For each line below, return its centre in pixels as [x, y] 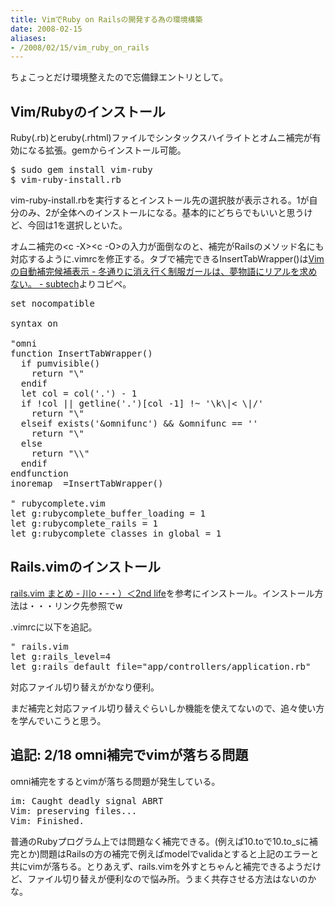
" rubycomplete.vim [58, 504]
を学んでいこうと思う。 [58, 720]
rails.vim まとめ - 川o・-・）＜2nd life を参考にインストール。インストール [162, 593]
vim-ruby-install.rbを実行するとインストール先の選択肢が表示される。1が [160, 200]
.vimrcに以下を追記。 [54, 627]
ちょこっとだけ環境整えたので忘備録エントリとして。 [119, 77]
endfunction [39, 474]
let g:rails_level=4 [61, 656]
